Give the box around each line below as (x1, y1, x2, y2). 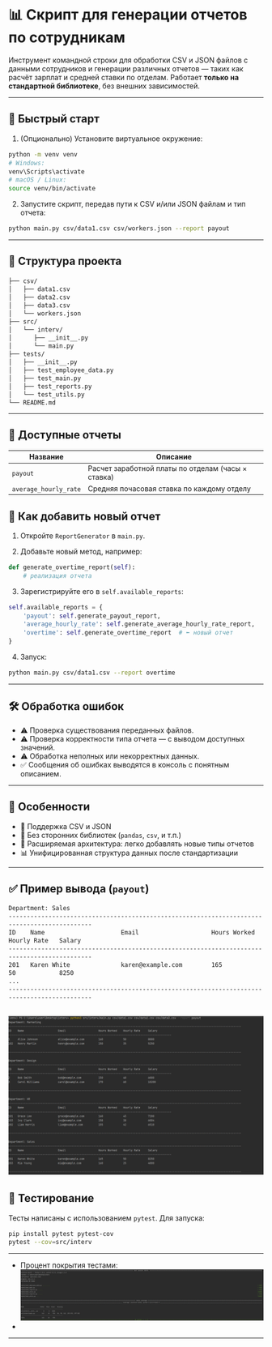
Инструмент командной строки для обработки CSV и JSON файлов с (8, 55, 249, 65)
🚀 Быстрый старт (8, 112, 100, 126)
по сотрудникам (8, 28, 125, 47)
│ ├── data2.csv (8, 293, 70, 301)
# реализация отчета (23, 571, 92, 579)
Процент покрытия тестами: (19, 1260, 118, 1270)
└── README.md (8, 398, 57, 407)
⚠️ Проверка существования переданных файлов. (19, 725, 194, 735)
